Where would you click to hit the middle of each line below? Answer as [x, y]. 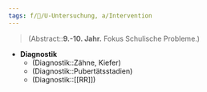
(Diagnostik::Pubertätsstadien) [82, 71]
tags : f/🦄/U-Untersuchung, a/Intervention [80, 16]
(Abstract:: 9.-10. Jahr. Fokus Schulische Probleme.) [114, 38]
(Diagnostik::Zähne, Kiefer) [77, 62]
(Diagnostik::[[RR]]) [64, 79]
